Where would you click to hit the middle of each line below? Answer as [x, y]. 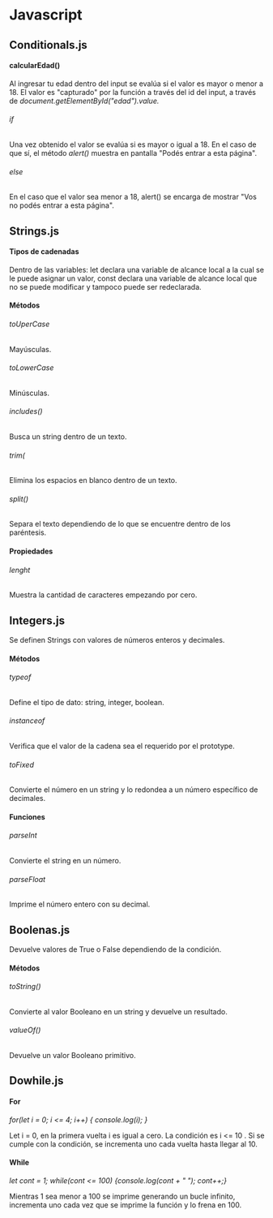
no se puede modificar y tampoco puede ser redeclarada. [105, 286]
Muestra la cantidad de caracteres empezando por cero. [103, 595]
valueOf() [25, 1030]
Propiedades [31, 551]
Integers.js [37, 620]
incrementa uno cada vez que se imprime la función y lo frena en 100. [126, 1205]
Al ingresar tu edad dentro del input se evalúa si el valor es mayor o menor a [136, 84]
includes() [26, 411]
